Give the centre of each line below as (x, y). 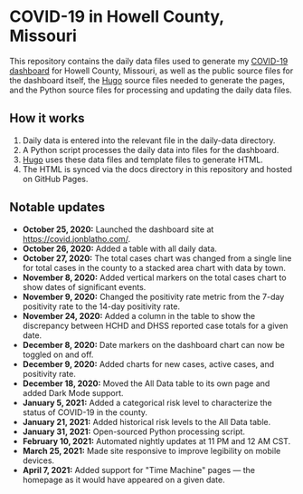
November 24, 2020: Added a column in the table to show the (139, 315)
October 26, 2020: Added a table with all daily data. (119, 248)
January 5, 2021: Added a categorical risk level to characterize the (147, 402)
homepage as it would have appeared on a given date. (123, 479)
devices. (38, 460)
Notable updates (57, 207)
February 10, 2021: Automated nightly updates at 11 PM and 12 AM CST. (156, 441)
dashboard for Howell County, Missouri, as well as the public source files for (151, 71)
